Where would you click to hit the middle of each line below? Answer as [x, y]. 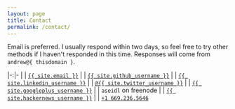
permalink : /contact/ [39, 27]
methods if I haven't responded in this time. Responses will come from [109, 54]
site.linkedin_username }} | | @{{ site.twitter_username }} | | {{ [103, 83]
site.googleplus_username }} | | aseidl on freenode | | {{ [90, 90]
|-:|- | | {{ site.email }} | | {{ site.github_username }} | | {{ [96, 75]
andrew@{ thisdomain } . [41, 62]
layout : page [26, 14]
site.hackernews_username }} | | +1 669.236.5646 [78, 98]
